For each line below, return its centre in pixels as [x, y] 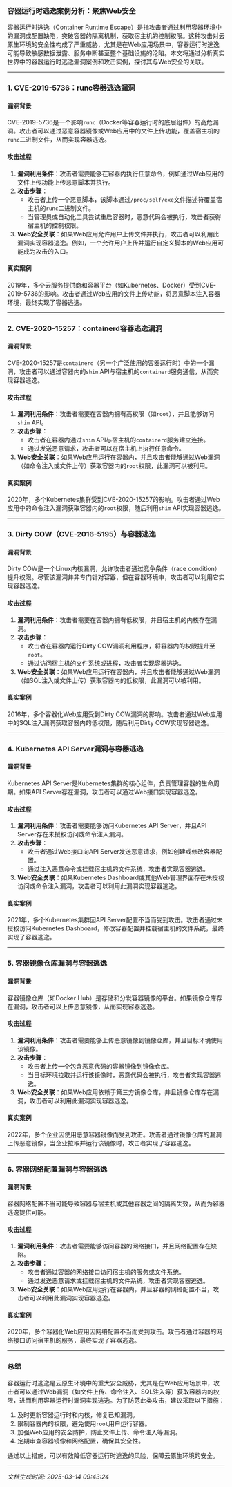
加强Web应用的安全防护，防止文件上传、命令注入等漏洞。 [99, 1432]
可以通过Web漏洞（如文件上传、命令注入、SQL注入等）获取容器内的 [116, 1392]
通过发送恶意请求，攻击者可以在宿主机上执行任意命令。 [106, 449]
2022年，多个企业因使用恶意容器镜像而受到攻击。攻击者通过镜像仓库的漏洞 [115, 1134]
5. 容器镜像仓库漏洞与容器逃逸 [57, 964]
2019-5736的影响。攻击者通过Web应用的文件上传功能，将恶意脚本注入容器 [114, 293]
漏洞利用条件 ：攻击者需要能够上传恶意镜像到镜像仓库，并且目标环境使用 [120, 1040]
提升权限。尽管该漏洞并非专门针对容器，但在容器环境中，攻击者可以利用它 [113, 577]
